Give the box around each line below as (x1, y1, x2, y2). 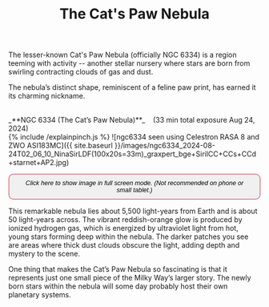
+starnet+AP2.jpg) (8, 158, 70, 168)
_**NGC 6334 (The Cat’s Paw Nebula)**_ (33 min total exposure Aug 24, (8, 115, 255, 125)
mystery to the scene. (8, 249, 80, 259)
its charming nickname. (8, 91, 86, 101)
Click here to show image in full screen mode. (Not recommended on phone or (25, 180, 244, 188)
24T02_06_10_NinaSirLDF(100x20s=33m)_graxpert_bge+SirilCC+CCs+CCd (8, 149, 256, 159)
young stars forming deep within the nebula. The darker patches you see (8, 232, 249, 241)
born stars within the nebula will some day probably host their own (8, 281, 228, 291)
